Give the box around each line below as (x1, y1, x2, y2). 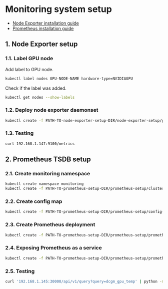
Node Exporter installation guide (12, 20, 79, 26)
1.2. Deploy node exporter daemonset (5, 107, 98, 114)
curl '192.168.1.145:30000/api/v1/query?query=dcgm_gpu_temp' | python (5, 279, 157, 284)
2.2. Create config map (5, 198, 62, 205)
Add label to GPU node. (5, 66, 54, 72)
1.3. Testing (5, 130, 34, 137)
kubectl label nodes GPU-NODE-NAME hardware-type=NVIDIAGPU (5, 76, 133, 81)
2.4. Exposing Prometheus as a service (5, 244, 102, 251)
